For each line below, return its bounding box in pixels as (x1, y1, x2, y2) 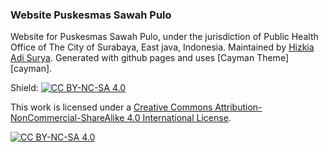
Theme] (256, 52, 289, 64)
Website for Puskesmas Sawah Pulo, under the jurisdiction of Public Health (10, 31, 319, 43)
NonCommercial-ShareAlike (10, 112, 125, 124)
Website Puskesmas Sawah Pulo (10, 8, 172, 22)
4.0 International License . (126, 112, 232, 124)
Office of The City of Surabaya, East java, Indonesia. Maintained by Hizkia (10, 41, 315, 53)
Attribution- (214, 101, 263, 113)
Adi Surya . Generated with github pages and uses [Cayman (10, 52, 255, 64)
